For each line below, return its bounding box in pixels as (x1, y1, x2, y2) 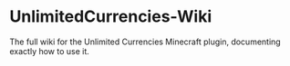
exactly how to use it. (9, 45, 89, 56)
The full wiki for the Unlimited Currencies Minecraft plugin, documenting (9, 36, 281, 47)
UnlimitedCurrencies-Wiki (9, 6, 212, 27)
